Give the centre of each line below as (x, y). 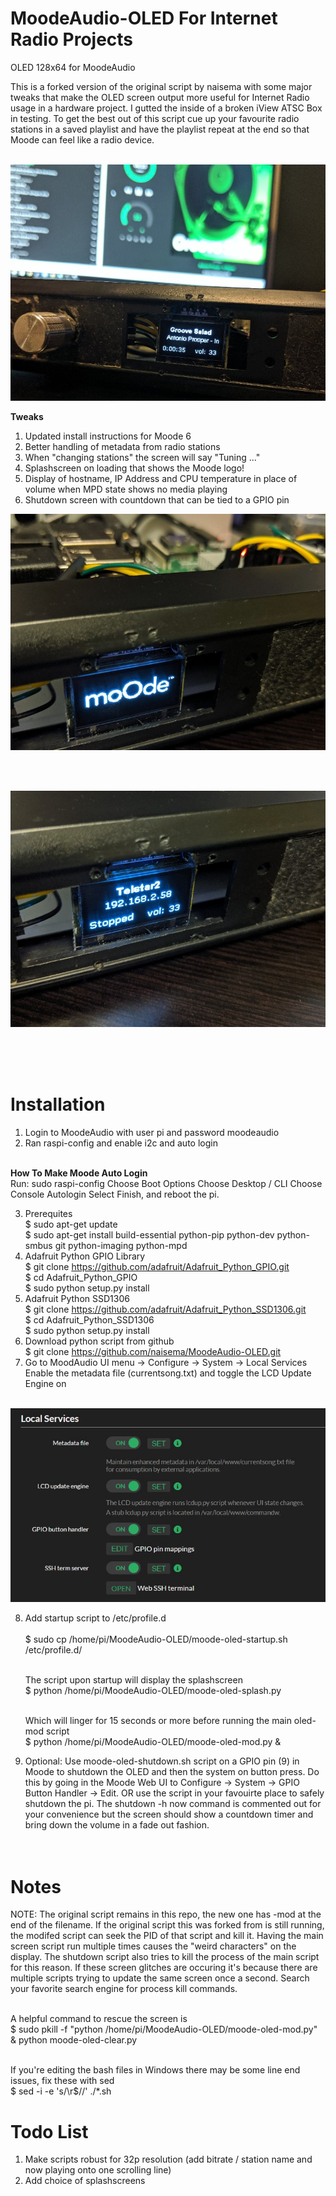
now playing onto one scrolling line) (98, 2170)
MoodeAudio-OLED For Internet (144, 18)
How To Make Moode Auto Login (79, 1173)
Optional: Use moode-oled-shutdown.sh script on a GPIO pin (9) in (162, 1761)
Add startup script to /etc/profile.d (95, 1618)
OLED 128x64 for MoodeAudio (73, 67)
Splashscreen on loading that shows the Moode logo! (134, 468)
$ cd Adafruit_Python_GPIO (81, 1277)
